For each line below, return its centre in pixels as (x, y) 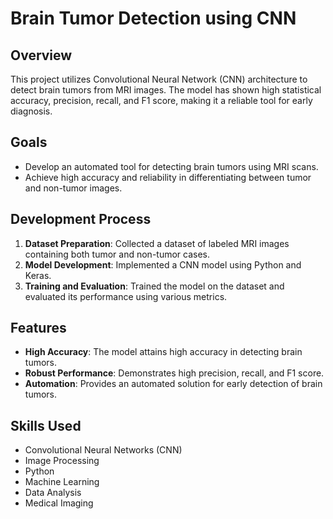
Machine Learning (62, 482)
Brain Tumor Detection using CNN (153, 18)
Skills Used (46, 425)
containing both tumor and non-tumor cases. (117, 254)
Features (38, 328)
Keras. (38, 275)
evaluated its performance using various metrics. (126, 296)
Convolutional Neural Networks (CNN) (103, 450)
